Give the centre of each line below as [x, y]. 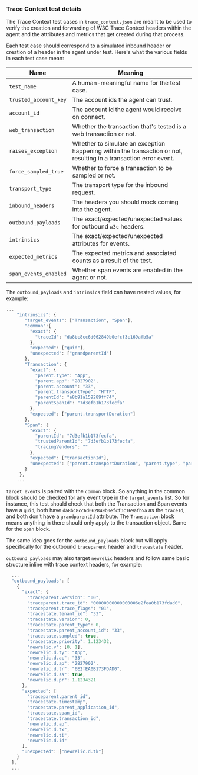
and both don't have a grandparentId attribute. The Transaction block [90, 516]
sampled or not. [94, 175]
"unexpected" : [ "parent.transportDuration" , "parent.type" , [105, 464]
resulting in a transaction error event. [123, 159]
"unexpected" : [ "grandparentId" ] [71, 353]
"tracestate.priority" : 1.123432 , [70, 641]
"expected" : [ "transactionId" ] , [70, 458]
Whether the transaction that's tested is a [129, 127]
